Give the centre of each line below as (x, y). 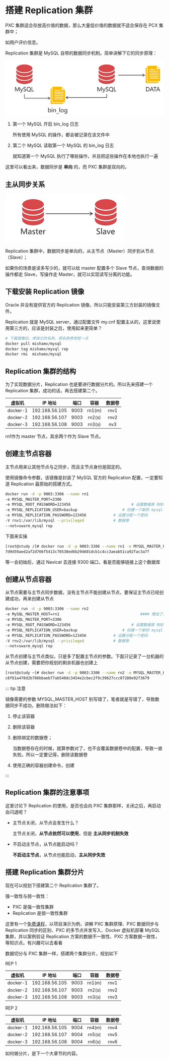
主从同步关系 (25, 184)
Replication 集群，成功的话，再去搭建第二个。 (53, 391)
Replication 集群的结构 (41, 371)
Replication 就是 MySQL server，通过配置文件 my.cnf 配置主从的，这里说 (81, 322)
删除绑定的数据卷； (32, 738)
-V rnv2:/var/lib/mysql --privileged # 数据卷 (67, 641)
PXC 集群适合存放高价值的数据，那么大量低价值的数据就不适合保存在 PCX (81, 25)
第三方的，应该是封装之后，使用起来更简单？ (56, 328)
